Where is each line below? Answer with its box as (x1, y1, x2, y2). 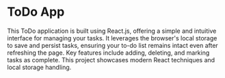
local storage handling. (7, 63, 72, 71)
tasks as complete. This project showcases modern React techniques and (7, 55, 215, 64)
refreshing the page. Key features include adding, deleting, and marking (7, 49, 210, 57)
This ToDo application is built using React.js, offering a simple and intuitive (7, 27, 217, 35)
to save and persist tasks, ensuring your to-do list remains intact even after (7, 41, 219, 49)
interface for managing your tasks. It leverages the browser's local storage (7, 34, 217, 42)
